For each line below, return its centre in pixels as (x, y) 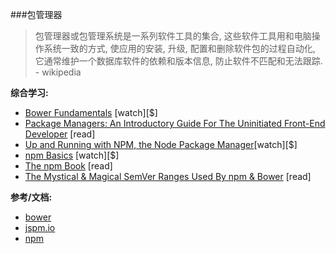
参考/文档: (31, 197)
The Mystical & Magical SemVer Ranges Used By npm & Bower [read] (168, 176)
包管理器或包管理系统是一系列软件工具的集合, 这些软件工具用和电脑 (173, 36)
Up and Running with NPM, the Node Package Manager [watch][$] (161, 144)
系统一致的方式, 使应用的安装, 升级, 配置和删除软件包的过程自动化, (179, 48)
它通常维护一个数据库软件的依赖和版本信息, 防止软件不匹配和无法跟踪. (178, 61)
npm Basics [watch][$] (72, 155)
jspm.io (40, 227)
